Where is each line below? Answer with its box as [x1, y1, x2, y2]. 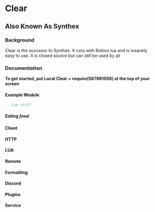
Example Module [5, 92, 40, 98]
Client [5, 125, 18, 131]
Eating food [5, 113, 29, 119]
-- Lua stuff [5, 102, 31, 108]
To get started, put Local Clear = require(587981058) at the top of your [5, 76, 150, 82]
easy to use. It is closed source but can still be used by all [5, 53, 120, 58]
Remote [5, 158, 21, 164]
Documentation [5, 65, 43, 71]
